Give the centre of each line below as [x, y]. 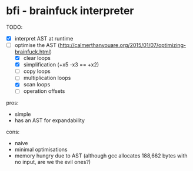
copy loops [37, 71]
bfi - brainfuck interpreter [70, 11]
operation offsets [44, 91]
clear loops [37, 58]
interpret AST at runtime [44, 38]
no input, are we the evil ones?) [53, 162]
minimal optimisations [41, 150]
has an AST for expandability [50, 120]
